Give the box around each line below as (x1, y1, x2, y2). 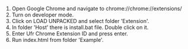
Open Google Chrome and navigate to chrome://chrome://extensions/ (11, 5, 182, 12)
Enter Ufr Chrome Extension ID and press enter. (11, 30, 129, 37)
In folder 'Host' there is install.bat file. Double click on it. (11, 24, 149, 31)
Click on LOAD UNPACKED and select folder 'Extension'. (11, 18, 149, 24)
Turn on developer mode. (11, 11, 74, 18)
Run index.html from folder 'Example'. (11, 37, 104, 43)
